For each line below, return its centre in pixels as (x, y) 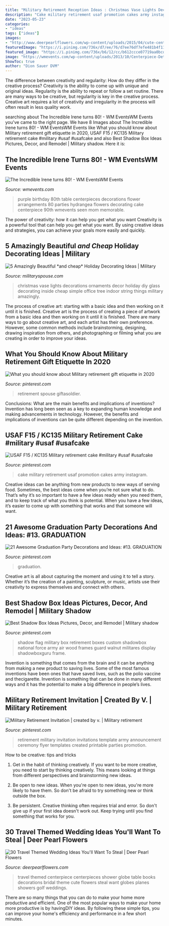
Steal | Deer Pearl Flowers (47, 840)
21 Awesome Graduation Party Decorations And (81, 527)
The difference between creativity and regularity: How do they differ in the (82, 81)
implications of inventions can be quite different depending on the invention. (84, 419)
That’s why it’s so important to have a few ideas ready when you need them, (84, 495)
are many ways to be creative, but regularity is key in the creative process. (82, 97)
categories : (18, 24)
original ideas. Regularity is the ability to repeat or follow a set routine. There (84, 91)
